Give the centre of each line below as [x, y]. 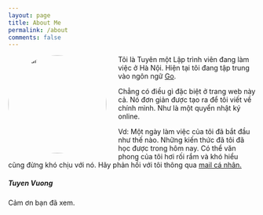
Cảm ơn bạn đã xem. [42, 203]
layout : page [29, 15]
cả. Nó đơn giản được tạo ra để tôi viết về [185, 100]
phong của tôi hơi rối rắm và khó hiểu [178, 157]
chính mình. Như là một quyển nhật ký [179, 108]
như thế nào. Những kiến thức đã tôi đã [181, 140]
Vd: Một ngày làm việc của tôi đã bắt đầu [184, 132]
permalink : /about [38, 30]
